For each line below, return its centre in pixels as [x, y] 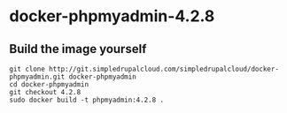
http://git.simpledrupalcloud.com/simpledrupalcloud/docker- [163, 69]
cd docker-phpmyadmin [49, 85]
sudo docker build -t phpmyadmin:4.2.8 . [87, 100]
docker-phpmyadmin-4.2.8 [112, 16]
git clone [27, 69]
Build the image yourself [78, 49]
